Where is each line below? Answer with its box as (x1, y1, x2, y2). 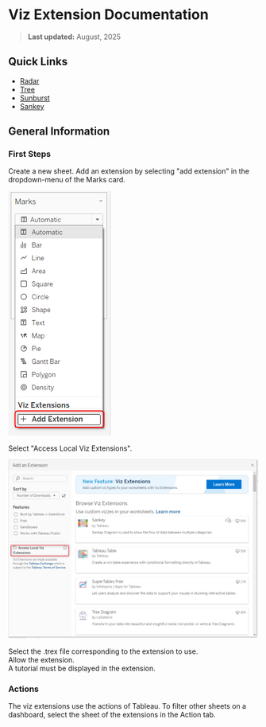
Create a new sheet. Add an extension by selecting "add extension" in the (8, 166, 250, 176)
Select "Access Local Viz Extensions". (8, 444, 133, 453)
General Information (8, 125, 110, 139)
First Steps (8, 149, 52, 160)
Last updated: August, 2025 (27, 32, 121, 41)
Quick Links (8, 55, 68, 68)
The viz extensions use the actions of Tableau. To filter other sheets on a (8, 702, 247, 711)
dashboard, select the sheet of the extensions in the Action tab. (8, 710, 216, 720)
